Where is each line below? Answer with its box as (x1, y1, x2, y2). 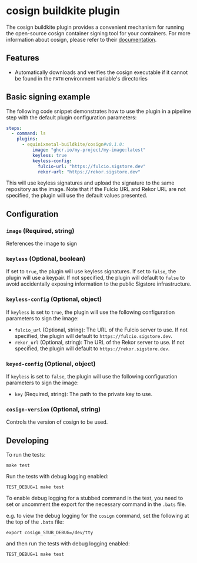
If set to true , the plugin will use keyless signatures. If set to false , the (6, 268, 176, 275)
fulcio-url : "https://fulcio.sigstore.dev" (37, 163, 146, 169)
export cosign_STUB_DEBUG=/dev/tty (6, 530, 94, 536)
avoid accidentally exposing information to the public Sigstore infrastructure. (6, 280, 192, 287)
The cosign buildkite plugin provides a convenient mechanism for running (6, 24, 184, 31)
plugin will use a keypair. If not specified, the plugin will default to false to (6, 274, 185, 281)
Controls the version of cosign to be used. (6, 418, 108, 425)
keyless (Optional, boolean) (6, 254, 86, 263)
